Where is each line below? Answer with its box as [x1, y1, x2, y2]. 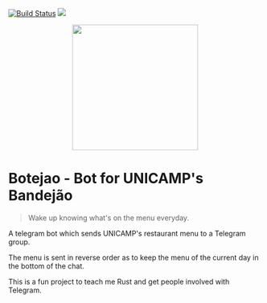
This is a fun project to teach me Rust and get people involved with [8, 276, 230, 286]
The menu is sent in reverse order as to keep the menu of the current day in [8, 252, 259, 262]
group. [8, 237, 31, 247]
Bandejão [8, 186, 73, 205]
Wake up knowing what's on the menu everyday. [27, 213, 190, 223]
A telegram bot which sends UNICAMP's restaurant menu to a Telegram [8, 228, 247, 238]
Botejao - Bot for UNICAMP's [8, 170, 203, 188]
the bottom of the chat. [8, 261, 84, 271]
